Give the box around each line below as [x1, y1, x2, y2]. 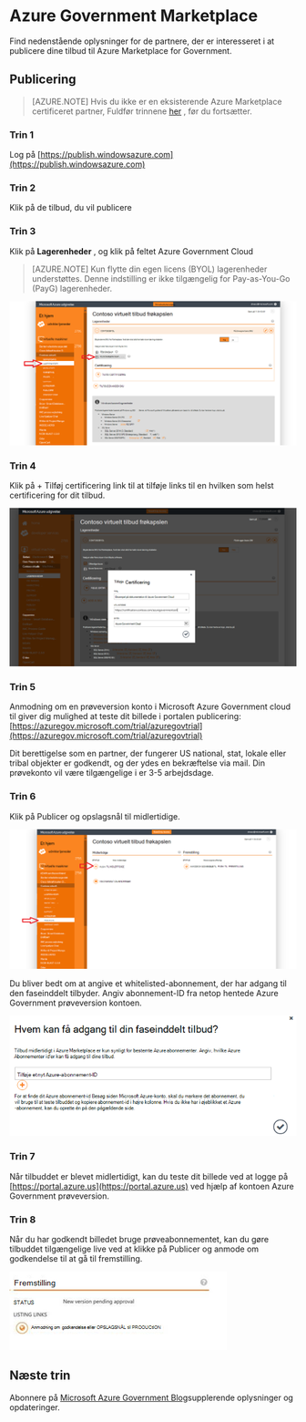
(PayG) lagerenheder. [31, 283, 112, 294]
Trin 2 [9, 181, 36, 194]
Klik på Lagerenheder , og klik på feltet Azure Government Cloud [9, 245, 253, 256]
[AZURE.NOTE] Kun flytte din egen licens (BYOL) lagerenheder [31, 263, 268, 274]
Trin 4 [9, 459, 36, 472]
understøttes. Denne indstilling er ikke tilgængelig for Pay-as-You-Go [31, 273, 291, 283]
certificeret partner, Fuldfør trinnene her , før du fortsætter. [31, 106, 252, 117]
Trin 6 [9, 790, 36, 803]
